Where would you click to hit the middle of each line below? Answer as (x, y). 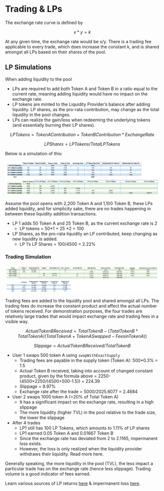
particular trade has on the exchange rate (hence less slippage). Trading (78, 469)
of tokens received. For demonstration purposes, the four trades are (74, 311)
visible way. (17, 322)
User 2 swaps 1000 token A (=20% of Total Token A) (65, 397)
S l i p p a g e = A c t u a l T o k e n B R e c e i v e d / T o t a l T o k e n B (82, 346)
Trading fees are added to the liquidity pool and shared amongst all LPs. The (82, 301)
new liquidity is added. (35, 239)
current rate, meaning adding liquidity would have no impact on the (80, 94)
